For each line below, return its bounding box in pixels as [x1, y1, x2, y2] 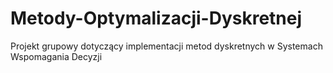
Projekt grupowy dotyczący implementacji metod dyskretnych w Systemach [10, 40, 323, 52]
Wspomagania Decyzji [10, 50, 103, 62]
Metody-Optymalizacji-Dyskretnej [10, 7, 303, 30]
